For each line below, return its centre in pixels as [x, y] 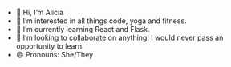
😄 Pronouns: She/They [55, 55]
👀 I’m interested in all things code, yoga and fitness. [101, 21]
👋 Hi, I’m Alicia [40, 12]
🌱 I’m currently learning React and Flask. [83, 29]
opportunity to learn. [50, 46]
